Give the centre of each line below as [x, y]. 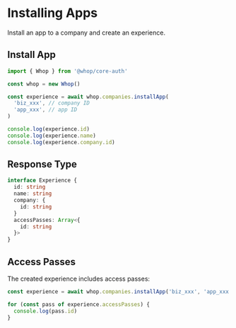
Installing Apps [53, 13]
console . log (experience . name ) [52, 136]
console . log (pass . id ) [46, 311]
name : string [33, 194]
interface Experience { [42, 181]
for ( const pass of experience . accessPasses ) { [79, 304]
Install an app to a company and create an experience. [87, 33]
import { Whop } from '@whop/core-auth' [68, 71]
